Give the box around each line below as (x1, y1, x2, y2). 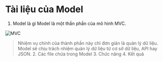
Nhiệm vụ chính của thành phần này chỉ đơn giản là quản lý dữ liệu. (17, 40, 158, 46)
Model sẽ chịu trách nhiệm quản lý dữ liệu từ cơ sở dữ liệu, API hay (17, 45, 157, 51)
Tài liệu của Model (5, 4, 83, 15)
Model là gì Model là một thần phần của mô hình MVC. (12, 20, 126, 26)
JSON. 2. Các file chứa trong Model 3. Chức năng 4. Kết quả (17, 51, 144, 57)
